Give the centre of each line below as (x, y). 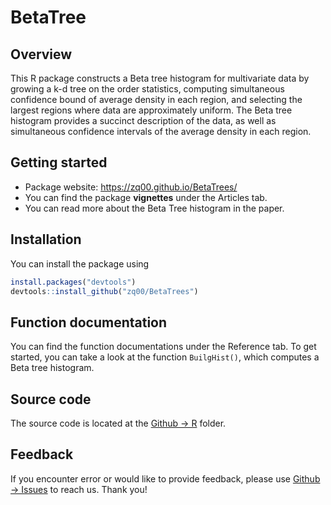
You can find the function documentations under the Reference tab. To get (163, 347)
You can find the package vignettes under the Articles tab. (146, 197)
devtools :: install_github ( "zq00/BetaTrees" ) (104, 291)
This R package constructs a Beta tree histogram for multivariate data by (160, 78)
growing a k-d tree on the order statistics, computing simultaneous (147, 89)
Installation (46, 239)
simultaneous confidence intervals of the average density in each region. (161, 131)
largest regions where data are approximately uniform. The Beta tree (151, 110)
